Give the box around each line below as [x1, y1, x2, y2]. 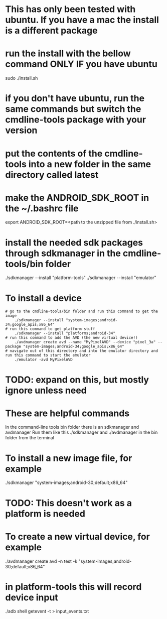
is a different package [5, 25, 98, 36]
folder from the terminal [5, 435, 54, 441]
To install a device [5, 292, 82, 304]
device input [5, 591, 59, 603]
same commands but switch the [5, 103, 141, 115]
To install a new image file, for [5, 452, 132, 464]
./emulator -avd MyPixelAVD [14, 357, 73, 362]
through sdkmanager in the [5, 247, 121, 259]
